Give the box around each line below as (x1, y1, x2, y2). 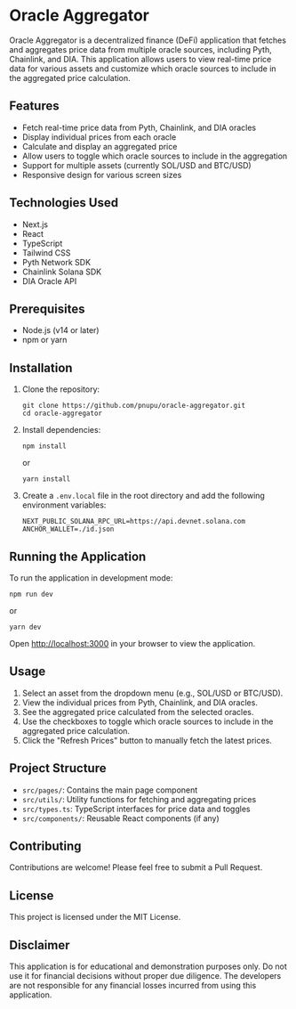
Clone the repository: (21, 384, 100, 395)
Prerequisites (9, 301, 85, 316)
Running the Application (9, 549, 147, 564)
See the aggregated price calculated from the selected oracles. (21, 706, 254, 717)
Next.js (21, 219, 49, 230)
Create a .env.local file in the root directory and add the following (21, 491, 265, 501)
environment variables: (21, 500, 107, 510)
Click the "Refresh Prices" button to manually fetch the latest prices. (21, 735, 273, 745)
